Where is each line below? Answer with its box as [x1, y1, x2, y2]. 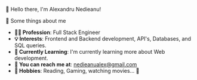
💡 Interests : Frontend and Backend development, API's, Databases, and [14, 35, 192, 42]
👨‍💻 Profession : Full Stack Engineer [14, 29, 101, 36]
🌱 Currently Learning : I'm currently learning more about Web [14, 48, 165, 55]
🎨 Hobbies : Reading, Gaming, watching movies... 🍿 [14, 67, 140, 74]
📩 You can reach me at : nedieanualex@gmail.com [14, 61, 137, 68]
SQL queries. [14, 42, 47, 49]
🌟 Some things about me [5, 17, 66, 24]
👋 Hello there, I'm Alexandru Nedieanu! [5, 6, 101, 13]
